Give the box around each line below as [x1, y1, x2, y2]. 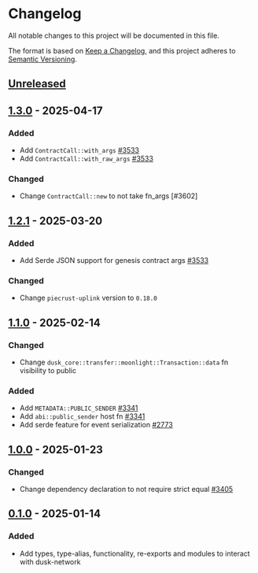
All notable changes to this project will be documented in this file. [8, 31, 220, 40]
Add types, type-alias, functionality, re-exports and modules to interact [19, 549, 250, 558]
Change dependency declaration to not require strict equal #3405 [19, 484, 234, 494]
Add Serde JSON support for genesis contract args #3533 [19, 256, 209, 264]
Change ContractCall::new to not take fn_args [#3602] [19, 191, 198, 201]
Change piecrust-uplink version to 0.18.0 [19, 293, 157, 303]
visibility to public [19, 365, 77, 375]
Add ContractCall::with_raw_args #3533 [19, 154, 153, 164]
